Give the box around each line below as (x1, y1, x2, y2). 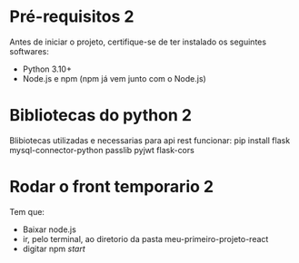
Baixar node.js (22, 224, 77, 235)
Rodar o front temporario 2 (9, 177, 214, 197)
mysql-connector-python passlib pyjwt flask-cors (9, 144, 195, 155)
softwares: (9, 45, 50, 56)
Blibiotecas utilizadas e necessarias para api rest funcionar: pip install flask (9, 134, 291, 146)
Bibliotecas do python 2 (9, 105, 193, 126)
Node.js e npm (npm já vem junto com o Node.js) (22, 73, 206, 83)
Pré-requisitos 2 (9, 6, 135, 27)
